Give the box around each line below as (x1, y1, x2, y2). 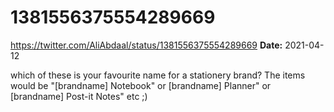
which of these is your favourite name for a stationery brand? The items (10, 69, 306, 81)
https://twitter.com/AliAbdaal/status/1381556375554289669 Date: (10, 39, 283, 51)
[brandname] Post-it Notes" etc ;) (10, 90, 148, 102)
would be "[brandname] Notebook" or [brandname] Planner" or (10, 79, 272, 91)
